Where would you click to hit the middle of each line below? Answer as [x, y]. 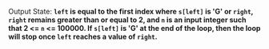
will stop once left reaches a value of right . [83, 36]
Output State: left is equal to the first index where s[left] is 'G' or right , [131, 11]
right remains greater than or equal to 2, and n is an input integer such [127, 20]
